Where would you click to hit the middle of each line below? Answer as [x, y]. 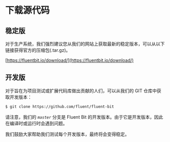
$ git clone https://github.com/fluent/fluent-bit [60, 106]
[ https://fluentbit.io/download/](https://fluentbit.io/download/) [70, 60]
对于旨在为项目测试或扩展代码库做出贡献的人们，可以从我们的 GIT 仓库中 [81, 91]
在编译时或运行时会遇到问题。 [36, 123]
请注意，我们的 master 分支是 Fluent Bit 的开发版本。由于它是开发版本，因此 [84, 117]
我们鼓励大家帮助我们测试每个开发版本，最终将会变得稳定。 [67, 134]
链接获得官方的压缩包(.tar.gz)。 [38, 50]
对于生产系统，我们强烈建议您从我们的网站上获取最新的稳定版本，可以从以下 [85, 44]
